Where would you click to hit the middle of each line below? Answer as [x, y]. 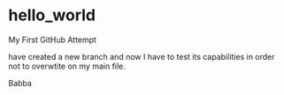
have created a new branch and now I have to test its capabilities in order [142, 56]
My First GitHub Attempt [52, 40]
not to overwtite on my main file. [67, 66]
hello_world [52, 15]
